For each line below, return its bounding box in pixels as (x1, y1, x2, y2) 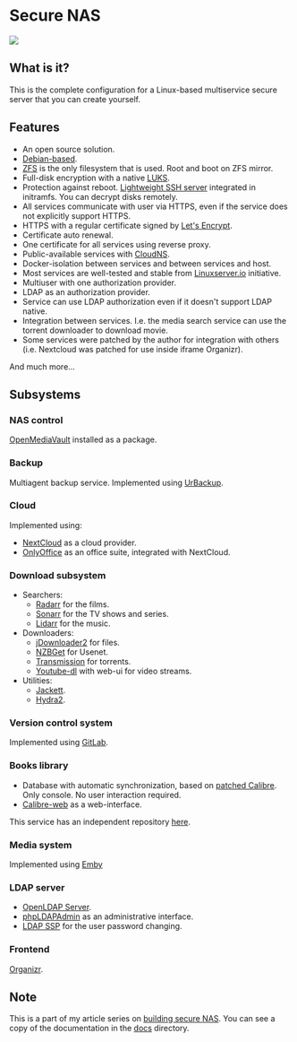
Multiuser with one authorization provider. (21, 277, 177, 288)
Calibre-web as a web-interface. (21, 799, 142, 810)
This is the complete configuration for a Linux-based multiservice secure (9, 84, 277, 95)
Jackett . (35, 685, 66, 696)
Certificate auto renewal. (21, 230, 114, 240)
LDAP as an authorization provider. (21, 286, 150, 297)
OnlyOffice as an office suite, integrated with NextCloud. (21, 546, 231, 557)
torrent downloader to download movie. (21, 325, 168, 335)
